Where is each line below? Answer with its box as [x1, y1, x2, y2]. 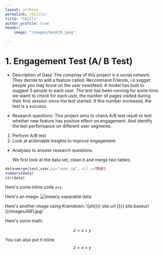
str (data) [5, 175, 25, 180]
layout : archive [5, 7, 38, 12]
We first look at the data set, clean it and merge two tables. [12, 156, 131, 162]
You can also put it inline [5, 237, 55, 243]
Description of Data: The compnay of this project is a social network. [12, 72, 151, 77]
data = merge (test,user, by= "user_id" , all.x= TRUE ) [5, 166, 106, 171]
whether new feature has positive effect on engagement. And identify [12, 118, 153, 124]
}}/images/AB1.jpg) [5, 208, 43, 214]
